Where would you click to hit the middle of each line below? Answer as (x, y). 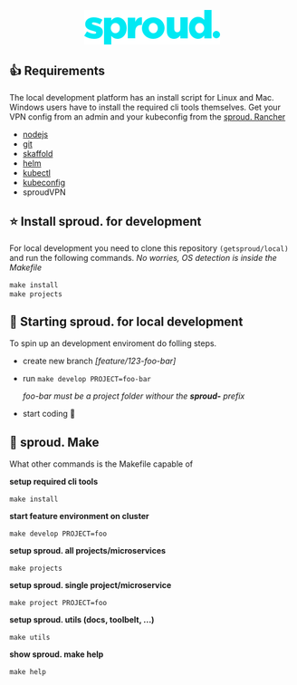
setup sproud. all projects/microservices (87, 551)
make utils (30, 638)
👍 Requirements (57, 71)
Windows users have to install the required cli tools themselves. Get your (145, 107)
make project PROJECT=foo (58, 603)
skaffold (38, 153)
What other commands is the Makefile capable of (101, 464)
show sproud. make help (57, 654)
